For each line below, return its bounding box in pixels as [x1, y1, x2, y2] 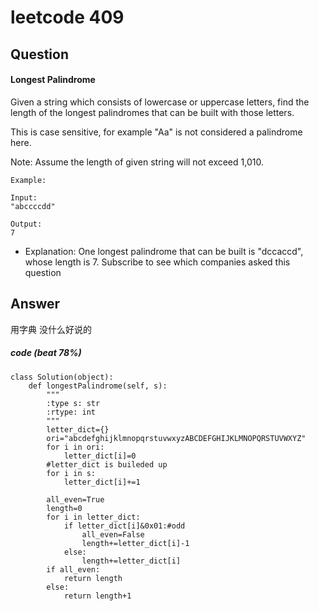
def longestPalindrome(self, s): [28, 381, 168, 391]
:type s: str [46, 398, 101, 408]
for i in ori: [46, 442, 105, 452]
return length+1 [63, 591, 132, 601]
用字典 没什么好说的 [10, 323, 92, 335]
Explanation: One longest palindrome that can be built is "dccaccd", [24, 245, 304, 257]
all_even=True [46, 494, 105, 505]
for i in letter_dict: [46, 512, 141, 522]
